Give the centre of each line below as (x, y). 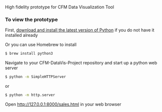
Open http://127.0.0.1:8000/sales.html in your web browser (63, 104)
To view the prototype (32, 19)
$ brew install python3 (29, 54)
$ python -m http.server (30, 95)
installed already (21, 35)
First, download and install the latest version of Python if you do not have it (80, 30)
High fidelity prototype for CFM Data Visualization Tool (60, 7)
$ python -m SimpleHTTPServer (36, 77)
